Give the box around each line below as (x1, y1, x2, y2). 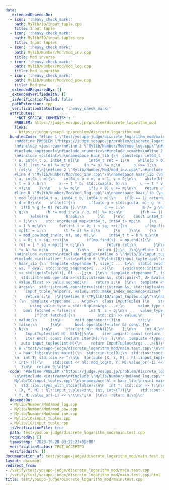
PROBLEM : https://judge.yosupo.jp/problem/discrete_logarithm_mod (14, 120, 156, 125)
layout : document (5, 458, 42, 463)
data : (5, 7, 17, 13)
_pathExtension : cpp (10, 102, 53, 107)
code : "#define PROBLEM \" (10, 369, 66, 374)
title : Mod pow (14, 82, 46, 87)
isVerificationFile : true (10, 425, 64, 430)
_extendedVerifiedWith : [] (10, 92, 66, 97)
